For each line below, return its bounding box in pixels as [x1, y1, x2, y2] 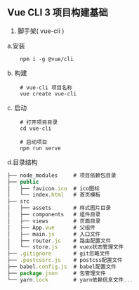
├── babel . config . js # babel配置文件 [7, 263, 117, 270]
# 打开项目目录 [20, 119, 58, 126]
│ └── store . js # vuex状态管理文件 [7, 244, 124, 251]
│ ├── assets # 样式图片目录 [7, 204, 111, 212]
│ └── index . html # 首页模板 [7, 192, 101, 199]
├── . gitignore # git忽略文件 [7, 250, 110, 258]
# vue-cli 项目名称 [20, 84, 72, 91]
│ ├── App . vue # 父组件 [7, 224, 96, 231]
